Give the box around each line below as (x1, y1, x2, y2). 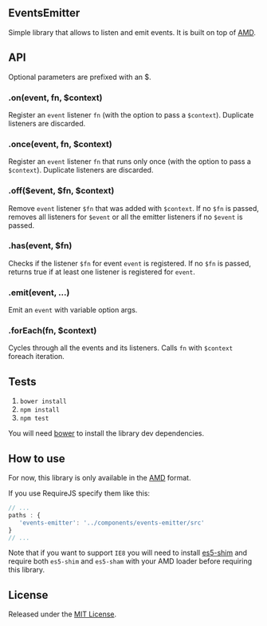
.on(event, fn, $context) (8, 92, 103, 103)
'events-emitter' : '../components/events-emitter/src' (18, 519, 205, 527)
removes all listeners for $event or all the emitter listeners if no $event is (8, 212, 243, 221)
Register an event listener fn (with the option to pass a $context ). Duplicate (8, 110, 254, 119)
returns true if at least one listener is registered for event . (8, 267, 195, 277)
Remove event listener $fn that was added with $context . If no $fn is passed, (8, 203, 259, 213)
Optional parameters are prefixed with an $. (8, 72, 151, 82)
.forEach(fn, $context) (8, 325, 97, 337)
